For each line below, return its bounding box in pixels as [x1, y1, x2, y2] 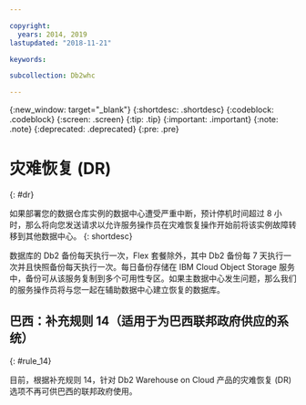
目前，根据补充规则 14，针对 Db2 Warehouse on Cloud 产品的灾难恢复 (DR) [9, 374, 292, 385]
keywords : [9, 55, 47, 64]
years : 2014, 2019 [17, 29, 88, 39]
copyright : [9, 21, 51, 30]
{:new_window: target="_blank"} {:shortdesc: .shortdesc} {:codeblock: [9, 104, 275, 115]
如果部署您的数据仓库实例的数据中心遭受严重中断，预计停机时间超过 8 [9, 208, 272, 219]
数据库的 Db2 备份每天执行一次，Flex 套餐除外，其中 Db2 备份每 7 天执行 [9, 250, 284, 261]
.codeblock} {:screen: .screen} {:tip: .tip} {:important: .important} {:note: [9, 114, 280, 125]
